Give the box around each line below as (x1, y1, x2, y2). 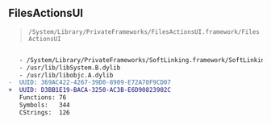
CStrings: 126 (19, 108, 70, 116)
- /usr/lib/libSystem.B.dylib (19, 64, 121, 72)
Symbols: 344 (19, 101, 70, 110)
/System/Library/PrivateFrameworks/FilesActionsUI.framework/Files (27, 27, 260, 35)
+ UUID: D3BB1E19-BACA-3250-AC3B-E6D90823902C (8, 86, 172, 94)
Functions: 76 (19, 94, 67, 102)
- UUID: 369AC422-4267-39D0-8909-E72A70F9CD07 (8, 78, 172, 87)
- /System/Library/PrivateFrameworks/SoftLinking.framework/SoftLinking (19, 56, 269, 64)
